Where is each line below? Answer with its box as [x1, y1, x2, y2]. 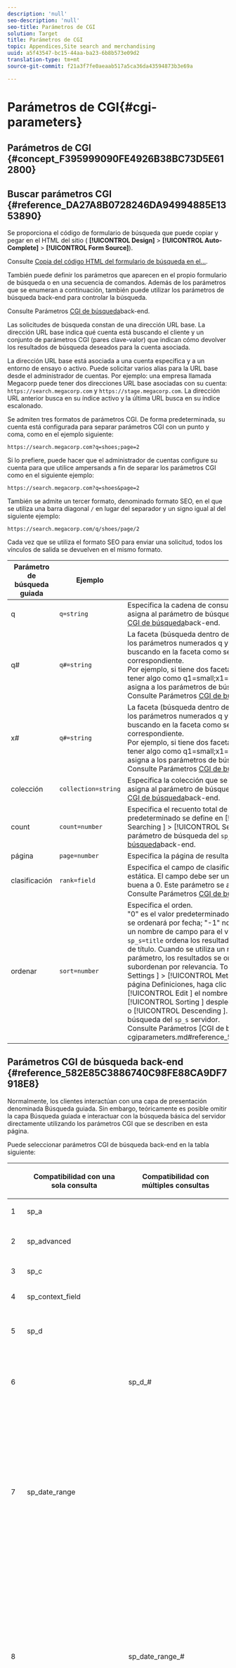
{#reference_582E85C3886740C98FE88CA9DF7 [7, 1067, 228, 1079]
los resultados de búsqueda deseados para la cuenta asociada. [7, 343, 191, 352]
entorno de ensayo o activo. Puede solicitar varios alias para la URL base [7, 364, 218, 373]
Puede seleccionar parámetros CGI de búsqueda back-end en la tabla [7, 1140, 209, 1149]
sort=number [59, 967, 100, 975]
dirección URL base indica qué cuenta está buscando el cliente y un [7, 328, 204, 336]
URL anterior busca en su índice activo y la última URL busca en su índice [7, 394, 221, 403]
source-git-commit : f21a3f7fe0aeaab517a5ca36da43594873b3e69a [7, 63, 193, 70]
